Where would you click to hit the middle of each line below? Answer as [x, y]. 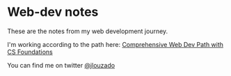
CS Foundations [30, 52]
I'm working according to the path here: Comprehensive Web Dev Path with [115, 44]
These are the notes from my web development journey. [88, 31]
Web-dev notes [53, 12]
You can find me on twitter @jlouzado [61, 65]
